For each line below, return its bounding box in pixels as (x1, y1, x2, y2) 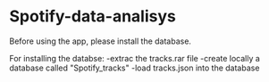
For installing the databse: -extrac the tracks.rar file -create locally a (9, 53, 261, 63)
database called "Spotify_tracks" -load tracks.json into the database (9, 62, 260, 73)
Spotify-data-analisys (9, 6, 176, 27)
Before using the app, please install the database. (9, 36, 192, 46)
